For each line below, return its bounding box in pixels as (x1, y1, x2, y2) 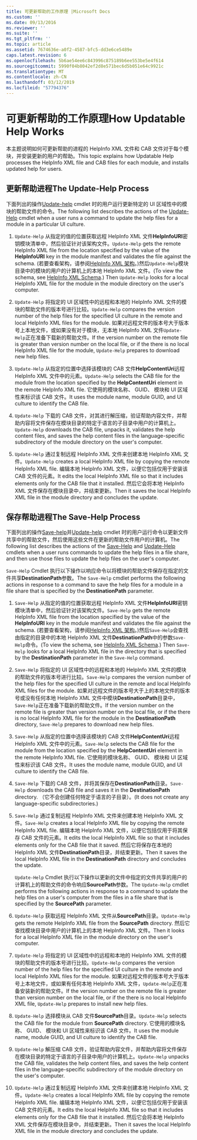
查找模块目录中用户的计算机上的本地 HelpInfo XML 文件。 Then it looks (14, 927, 185, 934)
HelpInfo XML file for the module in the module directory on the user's (14, 280, 185, 287)
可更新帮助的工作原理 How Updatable (6, 112, 186, 126)
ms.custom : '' (6, 14, 41, 20)
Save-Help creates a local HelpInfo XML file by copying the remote (25, 820, 185, 827)
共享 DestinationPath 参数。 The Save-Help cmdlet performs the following (11, 574, 186, 581)
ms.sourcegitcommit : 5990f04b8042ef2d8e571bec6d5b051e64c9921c (6, 63, 164, 69)
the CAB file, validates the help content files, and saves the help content (14, 1060, 189, 1067)
